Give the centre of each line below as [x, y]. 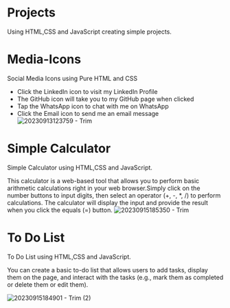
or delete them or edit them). [48, 284]
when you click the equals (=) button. [60, 210]
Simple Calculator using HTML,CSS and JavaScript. [80, 167]
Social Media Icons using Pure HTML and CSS [72, 78]
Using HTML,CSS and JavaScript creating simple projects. [89, 32]
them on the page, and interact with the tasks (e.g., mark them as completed [115, 277]
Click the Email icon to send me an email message [88, 113]
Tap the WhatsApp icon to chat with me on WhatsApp [93, 106]
